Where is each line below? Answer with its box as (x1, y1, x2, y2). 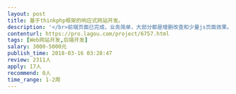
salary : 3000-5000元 (7, 43, 67, 50)
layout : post (7, 10, 46, 18)
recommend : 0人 (7, 69, 51, 76)
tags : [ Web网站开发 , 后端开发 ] (7, 37, 89, 44)
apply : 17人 (7, 63, 42, 70)
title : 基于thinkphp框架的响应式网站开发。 (7, 17, 124, 24)
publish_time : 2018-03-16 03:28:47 (7, 50, 113, 57)
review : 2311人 (7, 57, 51, 64)
